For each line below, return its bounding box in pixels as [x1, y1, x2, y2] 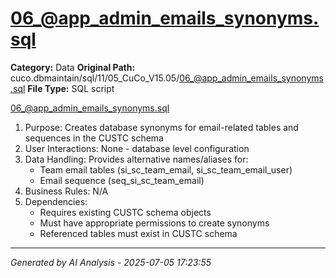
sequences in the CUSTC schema [24, 132, 164, 144]
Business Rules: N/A [24, 185, 109, 197]
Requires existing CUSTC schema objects [39, 206, 212, 218]
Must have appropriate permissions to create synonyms [39, 217, 270, 229]
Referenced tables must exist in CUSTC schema [39, 227, 238, 239]
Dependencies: [24, 195, 88, 207]
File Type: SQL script [27, 82, 115, 94]
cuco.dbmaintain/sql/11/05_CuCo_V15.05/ [10, 72, 180, 84]
